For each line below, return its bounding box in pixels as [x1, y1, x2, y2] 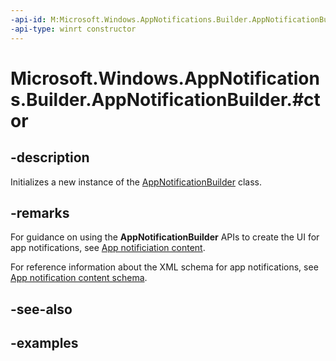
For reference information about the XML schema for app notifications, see [10, 261, 319, 273]
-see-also [10, 301, 73, 318]
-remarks [10, 204, 70, 221]
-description [10, 149, 90, 166]
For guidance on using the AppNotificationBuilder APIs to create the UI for [10, 231, 320, 243]
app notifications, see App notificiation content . [10, 242, 206, 254]
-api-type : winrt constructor [10, 24, 137, 34]
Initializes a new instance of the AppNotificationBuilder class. [10, 176, 262, 188]
